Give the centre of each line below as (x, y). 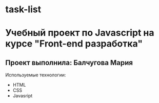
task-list (23, 9)
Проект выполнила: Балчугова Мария (69, 63)
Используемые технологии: (36, 75)
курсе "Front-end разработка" (74, 44)
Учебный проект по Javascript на (80, 33)
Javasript (23, 96)
